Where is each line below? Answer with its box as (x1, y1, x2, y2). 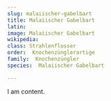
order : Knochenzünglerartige (7, 49, 96, 56)
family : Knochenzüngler (7, 56, 80, 63)
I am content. (7, 87, 45, 95)
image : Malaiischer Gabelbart (7, 29, 96, 37)
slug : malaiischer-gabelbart (7, 10, 92, 17)
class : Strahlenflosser (7, 42, 77, 49)
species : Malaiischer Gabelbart (7, 62, 105, 69)
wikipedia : (7, 36, 39, 43)
